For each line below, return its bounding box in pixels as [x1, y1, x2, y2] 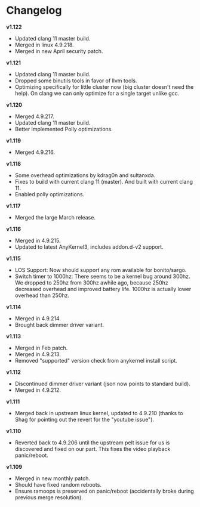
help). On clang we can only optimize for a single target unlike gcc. [14, 89, 180, 97]
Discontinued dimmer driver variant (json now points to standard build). [14, 380, 191, 387]
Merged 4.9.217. [14, 113, 55, 120]
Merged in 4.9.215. [14, 237, 61, 244]
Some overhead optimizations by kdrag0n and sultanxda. [14, 171, 156, 179]
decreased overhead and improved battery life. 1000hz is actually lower [14, 285, 192, 292]
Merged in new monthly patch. [14, 475, 91, 482]
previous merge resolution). [14, 493, 84, 501]
